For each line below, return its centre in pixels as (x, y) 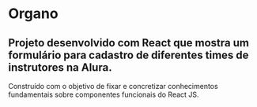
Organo (33, 14)
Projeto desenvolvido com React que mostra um (128, 43)
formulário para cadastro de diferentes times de (128, 55)
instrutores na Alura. (60, 67)
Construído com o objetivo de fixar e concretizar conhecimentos (113, 86)
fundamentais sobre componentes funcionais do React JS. (104, 94)
